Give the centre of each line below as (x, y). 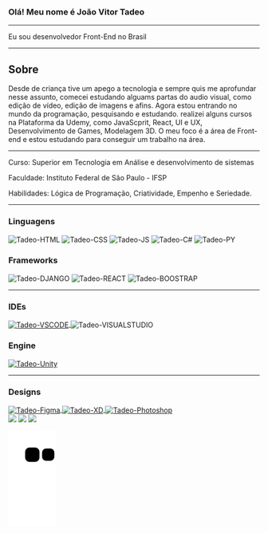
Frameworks (33, 260)
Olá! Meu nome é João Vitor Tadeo (77, 12)
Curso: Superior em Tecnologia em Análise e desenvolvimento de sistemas (131, 163)
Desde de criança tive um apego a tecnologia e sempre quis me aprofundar (132, 89)
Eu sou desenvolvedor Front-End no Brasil (77, 37)
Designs (25, 392)
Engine (22, 345)
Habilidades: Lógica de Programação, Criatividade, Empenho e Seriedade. (130, 193)
